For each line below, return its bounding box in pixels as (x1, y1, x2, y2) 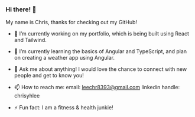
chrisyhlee (14, 92, 40, 99)
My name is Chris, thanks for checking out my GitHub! (5, 19, 137, 26)
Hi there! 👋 (5, 5, 37, 14)
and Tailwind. (14, 37, 47, 44)
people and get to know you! (14, 72, 84, 79)
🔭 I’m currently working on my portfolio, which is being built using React (14, 30, 190, 37)
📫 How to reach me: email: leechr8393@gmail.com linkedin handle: (14, 84, 180, 91)
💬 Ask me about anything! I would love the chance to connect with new (14, 66, 187, 73)
